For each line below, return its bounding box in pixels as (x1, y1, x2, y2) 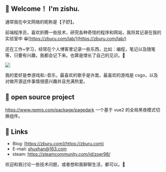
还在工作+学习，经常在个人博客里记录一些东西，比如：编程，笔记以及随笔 (5, 46, 156, 52)
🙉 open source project (5, 93, 75, 102)
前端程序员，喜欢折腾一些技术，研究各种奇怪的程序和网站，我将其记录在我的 (5, 29, 162, 35)
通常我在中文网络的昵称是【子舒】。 (5, 19, 77, 25)
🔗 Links (5, 128, 28, 136)
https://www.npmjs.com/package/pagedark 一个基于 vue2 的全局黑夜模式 (5, 107, 156, 113)
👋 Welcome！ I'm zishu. (5, 4, 80, 13)
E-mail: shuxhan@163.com (12, 146, 67, 152)
